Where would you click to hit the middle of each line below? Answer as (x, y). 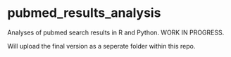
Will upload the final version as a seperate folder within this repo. (101, 46)
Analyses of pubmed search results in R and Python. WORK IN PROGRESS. (116, 32)
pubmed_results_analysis (84, 13)
